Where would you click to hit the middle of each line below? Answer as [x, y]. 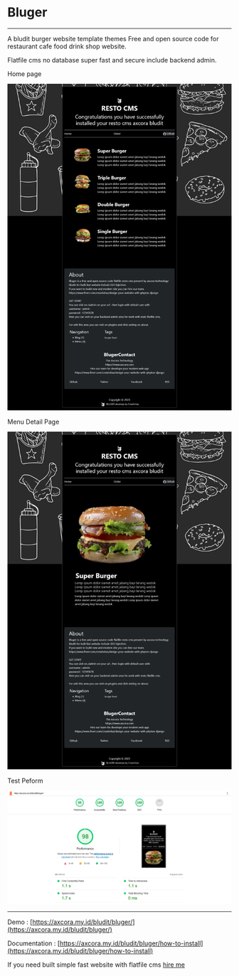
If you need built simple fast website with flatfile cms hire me [96, 965]
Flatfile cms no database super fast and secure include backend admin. [112, 60]
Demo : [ [20, 922]
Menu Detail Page [33, 422]
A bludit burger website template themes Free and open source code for [113, 38]
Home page [25, 74]
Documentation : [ [34, 943]
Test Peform [25, 781]
